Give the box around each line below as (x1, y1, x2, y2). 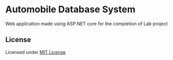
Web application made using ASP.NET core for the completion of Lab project (5, 21, 168, 27)
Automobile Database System (5, 4, 135, 15)
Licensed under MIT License (5, 49, 66, 55)
